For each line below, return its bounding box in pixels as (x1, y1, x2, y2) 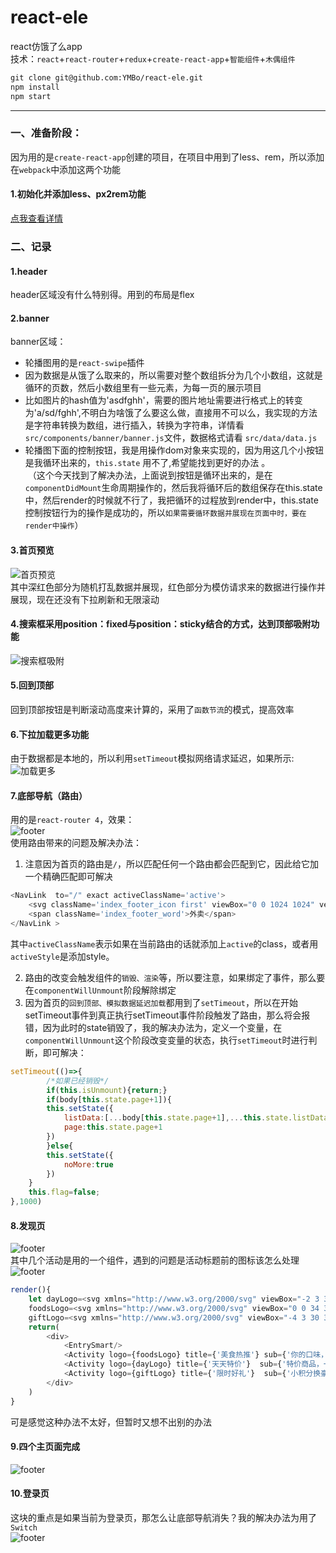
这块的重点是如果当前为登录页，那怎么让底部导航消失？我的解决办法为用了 (10, 1512, 317, 1524)
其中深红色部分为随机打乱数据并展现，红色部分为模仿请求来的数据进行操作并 (10, 581, 326, 593)
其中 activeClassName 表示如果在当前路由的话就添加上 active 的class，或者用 (10, 937, 319, 950)
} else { (46, 1141, 74, 1151)
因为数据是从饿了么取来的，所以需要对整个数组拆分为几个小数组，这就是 (24, 369, 323, 381)
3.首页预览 (10, 544, 55, 556)
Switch (10, 1523, 38, 1533)
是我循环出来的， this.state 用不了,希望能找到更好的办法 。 (24, 457, 271, 469)
